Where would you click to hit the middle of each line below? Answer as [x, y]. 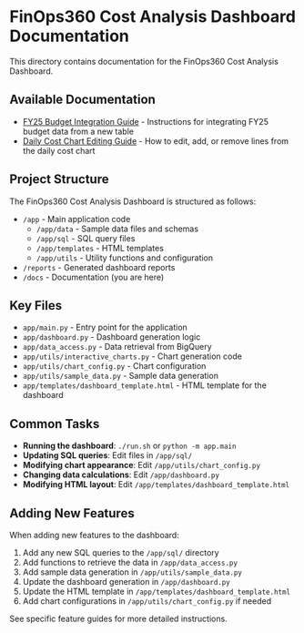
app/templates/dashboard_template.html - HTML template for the [144, 385]
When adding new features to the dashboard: [94, 535]
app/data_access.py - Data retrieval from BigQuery [117, 347]
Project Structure [59, 179]
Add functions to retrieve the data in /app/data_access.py [130, 562]
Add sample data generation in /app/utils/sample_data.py [132, 572]
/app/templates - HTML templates [100, 248]
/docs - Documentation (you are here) [93, 277]
